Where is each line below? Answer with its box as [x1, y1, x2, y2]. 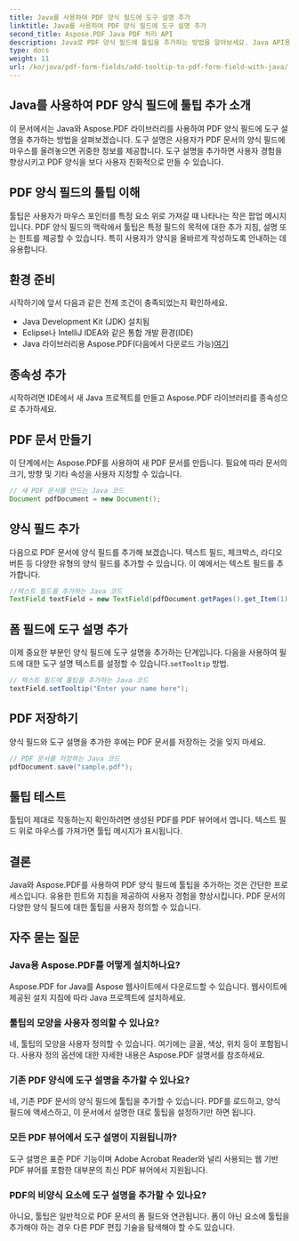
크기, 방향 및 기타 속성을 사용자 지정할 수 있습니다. [9, 468, 182, 479]
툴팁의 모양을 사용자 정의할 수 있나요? [9, 1016, 160, 1028]
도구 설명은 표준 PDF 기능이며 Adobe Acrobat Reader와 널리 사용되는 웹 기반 [9, 1153, 279, 1164]
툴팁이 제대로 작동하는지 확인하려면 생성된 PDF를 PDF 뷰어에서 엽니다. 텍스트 [9, 815, 278, 826]
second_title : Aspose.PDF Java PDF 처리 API [9, 29, 174, 38]
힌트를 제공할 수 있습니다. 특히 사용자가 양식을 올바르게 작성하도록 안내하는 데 [18, 232, 287, 243]
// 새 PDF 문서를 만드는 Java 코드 [9, 486, 125, 495]
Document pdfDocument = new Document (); [9, 495, 162, 504]
